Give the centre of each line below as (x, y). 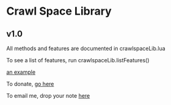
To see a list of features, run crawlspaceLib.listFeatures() (78, 60)
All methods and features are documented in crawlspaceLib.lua (86, 48)
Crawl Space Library (59, 11)
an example (21, 72)
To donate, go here (30, 84)
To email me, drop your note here (48, 96)
